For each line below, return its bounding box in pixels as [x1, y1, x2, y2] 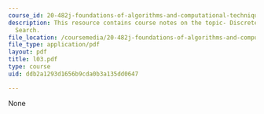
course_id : [8, 11, 44, 20]
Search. [15, 26, 41, 34]
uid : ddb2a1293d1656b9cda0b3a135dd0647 [8, 70, 139, 78]
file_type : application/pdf [8, 41, 101, 49]
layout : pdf [8, 48, 47, 56]
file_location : [8, 33, 58, 42]
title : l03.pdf [8, 56, 58, 64]
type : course [8, 63, 51, 71]
